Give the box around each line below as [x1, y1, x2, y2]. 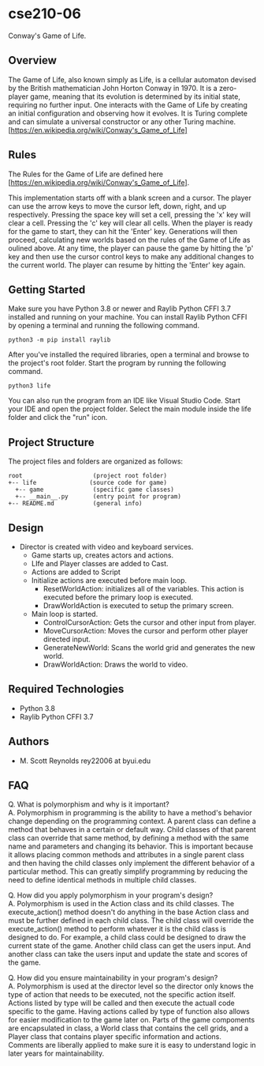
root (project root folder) [8, 472, 168, 480]
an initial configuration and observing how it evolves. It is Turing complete [8, 108, 248, 118]
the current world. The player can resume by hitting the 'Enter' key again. [8, 260, 246, 270]
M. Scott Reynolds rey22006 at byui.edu [19, 756, 151, 765]
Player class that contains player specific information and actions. [8, 1032, 222, 1041]
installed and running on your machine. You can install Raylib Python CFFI [8, 312, 247, 322]
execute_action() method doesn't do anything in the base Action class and [8, 907, 250, 917]
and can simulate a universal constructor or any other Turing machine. [8, 116, 236, 127]
